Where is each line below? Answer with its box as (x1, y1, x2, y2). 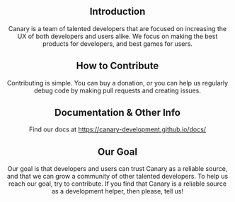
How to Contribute (76, 60, 159, 72)
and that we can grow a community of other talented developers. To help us (6, 172, 229, 181)
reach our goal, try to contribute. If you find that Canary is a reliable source (8, 179, 227, 188)
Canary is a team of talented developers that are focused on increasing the (8, 24, 227, 32)
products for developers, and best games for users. (42, 39, 193, 48)
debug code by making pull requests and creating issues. (33, 86, 202, 95)
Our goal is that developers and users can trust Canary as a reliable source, (7, 165, 228, 173)
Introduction (89, 6, 146, 18)
